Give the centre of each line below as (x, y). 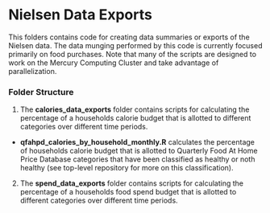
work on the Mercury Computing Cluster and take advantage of (114, 63)
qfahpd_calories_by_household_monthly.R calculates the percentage (137, 142)
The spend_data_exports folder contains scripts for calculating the (132, 183)
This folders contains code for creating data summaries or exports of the (129, 37)
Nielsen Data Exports (81, 15)
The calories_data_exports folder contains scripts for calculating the (135, 109)
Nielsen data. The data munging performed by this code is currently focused (135, 45)
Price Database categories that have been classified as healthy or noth (137, 159)
